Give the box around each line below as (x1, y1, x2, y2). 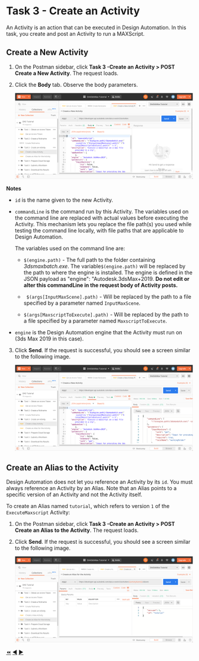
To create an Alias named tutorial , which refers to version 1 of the (6, 502, 170, 509)
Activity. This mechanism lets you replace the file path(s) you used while (14, 220, 192, 227)
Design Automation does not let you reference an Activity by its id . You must (6, 478, 193, 485)
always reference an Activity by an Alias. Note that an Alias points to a (6, 484, 177, 491)
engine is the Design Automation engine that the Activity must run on (14, 328, 182, 336)
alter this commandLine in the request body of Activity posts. (23, 281, 178, 289)
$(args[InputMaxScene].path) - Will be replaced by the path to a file (26, 293, 191, 300)
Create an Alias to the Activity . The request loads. (14, 527, 139, 534)
